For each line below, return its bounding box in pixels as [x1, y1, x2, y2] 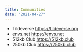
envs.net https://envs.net [12, 31, 64, 37]
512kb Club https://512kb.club [12, 36, 74, 42]
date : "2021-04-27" [5, 12, 46, 17]
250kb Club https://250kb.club [12, 41, 76, 47]
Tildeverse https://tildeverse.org [12, 25, 79, 31]
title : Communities [5, 7, 46, 12]
